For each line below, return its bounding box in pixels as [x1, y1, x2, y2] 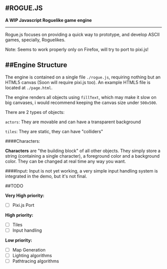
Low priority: [5, 237, 32, 243]
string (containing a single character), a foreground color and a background [5, 153, 160, 159]
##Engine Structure [5, 61, 68, 69]
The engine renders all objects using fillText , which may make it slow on [5, 94, 157, 100]
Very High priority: [5, 192, 45, 198]
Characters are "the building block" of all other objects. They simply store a [5, 148, 161, 154]
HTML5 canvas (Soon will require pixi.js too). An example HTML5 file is [5, 79, 151, 85]
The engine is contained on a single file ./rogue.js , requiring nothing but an [5, 74, 161, 80]
